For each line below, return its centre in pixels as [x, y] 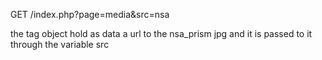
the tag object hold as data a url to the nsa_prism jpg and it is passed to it [161, 33]
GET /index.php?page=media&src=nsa [90, 14]
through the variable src [60, 44]
